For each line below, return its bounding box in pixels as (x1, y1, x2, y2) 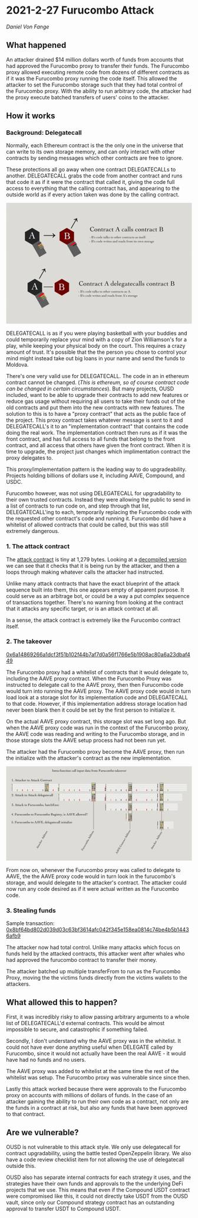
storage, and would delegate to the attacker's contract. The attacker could (6, 879, 187, 886)
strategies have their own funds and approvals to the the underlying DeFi (6, 1180, 183, 1187)
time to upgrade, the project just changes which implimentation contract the (6, 448, 190, 455)
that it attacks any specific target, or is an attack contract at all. (6, 605, 159, 612)
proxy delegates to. (6, 454, 53, 461)
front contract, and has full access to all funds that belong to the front (6, 435, 176, 442)
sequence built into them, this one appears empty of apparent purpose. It (6, 586, 184, 593)
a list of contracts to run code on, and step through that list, (6, 502, 150, 509)
